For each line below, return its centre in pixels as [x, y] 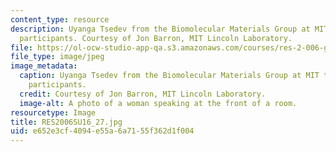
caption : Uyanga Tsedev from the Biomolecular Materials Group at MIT [169, 76]
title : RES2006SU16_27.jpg [66, 122]
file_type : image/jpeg [57, 57]
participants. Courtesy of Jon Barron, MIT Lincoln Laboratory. [156, 38]
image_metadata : [44, 66]
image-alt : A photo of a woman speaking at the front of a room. [158, 103]
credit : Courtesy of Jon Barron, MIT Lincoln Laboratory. [143, 94]
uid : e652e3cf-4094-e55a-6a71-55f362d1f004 [102, 131]
